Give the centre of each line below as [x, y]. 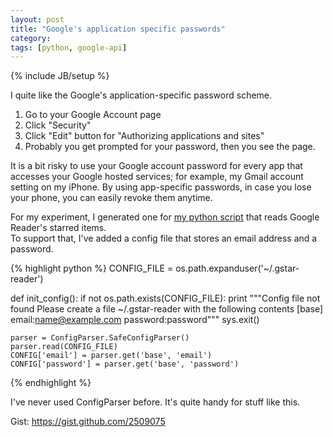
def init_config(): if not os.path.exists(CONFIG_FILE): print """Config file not [165, 298]
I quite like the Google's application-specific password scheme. [141, 95]
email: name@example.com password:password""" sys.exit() [135, 320]
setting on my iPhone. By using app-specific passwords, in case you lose [161, 187]
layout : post [37, 19]
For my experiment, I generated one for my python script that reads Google [165, 217]
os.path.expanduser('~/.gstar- [237, 268]
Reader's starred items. [58, 228]
